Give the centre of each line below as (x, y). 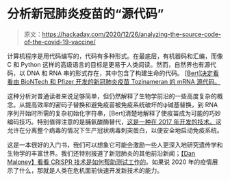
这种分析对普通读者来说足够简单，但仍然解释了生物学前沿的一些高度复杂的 (112, 96)
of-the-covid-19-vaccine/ (60, 42)
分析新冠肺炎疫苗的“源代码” (86, 14)
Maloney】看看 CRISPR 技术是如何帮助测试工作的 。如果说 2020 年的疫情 (110, 162)
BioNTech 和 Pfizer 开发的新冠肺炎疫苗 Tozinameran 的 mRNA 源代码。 (120, 81)
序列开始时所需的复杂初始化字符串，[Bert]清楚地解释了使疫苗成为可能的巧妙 (114, 113)
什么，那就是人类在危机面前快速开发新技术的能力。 (91, 170)
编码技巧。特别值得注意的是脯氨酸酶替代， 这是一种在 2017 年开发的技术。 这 (114, 122)
